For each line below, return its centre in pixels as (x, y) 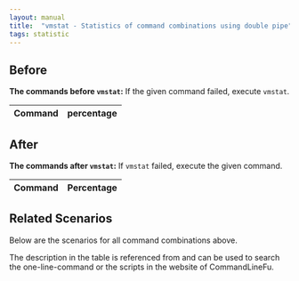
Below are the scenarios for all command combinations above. (123, 240)
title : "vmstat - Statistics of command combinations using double (139, 26)
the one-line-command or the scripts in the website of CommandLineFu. (141, 267)
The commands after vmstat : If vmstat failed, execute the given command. (146, 166)
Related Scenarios (61, 219)
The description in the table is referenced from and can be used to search (145, 257)
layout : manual (37, 17)
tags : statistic (39, 34)
